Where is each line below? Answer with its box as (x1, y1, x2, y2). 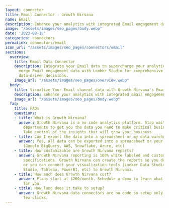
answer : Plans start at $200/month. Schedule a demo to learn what (18, 176, 163, 182)
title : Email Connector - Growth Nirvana (5, 12, 94, 17)
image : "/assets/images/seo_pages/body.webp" (5, 26, 102, 31)
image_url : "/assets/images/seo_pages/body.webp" (14, 96, 121, 101)
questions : (14, 111, 37, 116)
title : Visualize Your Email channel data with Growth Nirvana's (14, 87, 154, 92)
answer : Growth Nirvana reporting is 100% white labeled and (18, 153, 150, 158)
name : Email (5, 17, 30, 22)
